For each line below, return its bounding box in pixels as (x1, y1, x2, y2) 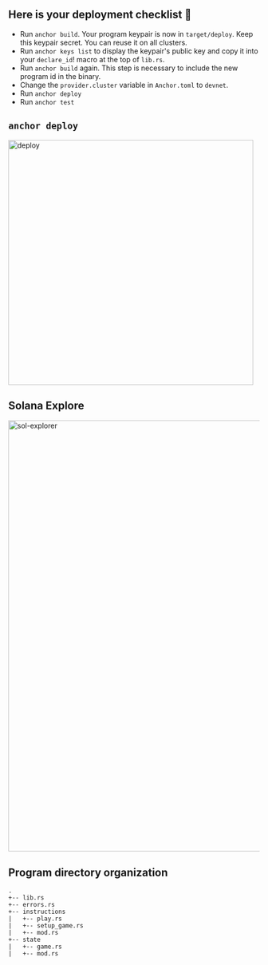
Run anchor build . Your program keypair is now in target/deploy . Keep (19, 29, 254, 38)
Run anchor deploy (19, 89, 82, 98)
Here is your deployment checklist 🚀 (8, 8, 192, 22)
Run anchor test (19, 97, 75, 106)
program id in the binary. (19, 71, 101, 81)
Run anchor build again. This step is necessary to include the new (19, 63, 238, 73)
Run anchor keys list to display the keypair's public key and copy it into (19, 45, 258, 56)
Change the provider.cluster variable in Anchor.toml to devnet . (19, 80, 229, 89)
